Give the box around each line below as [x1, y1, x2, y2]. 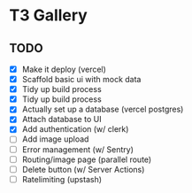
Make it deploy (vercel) [21, 64, 106, 74]
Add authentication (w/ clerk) [21, 124, 129, 135]
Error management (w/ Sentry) [21, 143, 134, 155]
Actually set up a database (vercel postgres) [21, 104, 184, 115]
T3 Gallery [9, 5, 88, 26]
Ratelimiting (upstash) [21, 174, 103, 184]
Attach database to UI [21, 114, 102, 125]
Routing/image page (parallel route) [21, 154, 152, 165]
